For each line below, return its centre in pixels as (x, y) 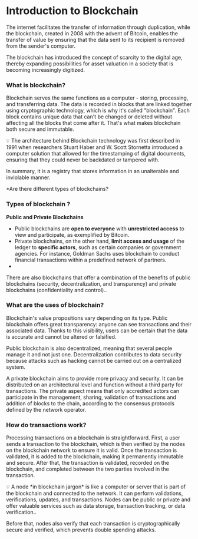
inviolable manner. (28, 177)
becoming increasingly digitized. (46, 70)
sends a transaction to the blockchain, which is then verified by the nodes (96, 444)
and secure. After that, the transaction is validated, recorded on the (88, 463)
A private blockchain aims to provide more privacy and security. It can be (95, 378)
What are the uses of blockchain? (55, 305)
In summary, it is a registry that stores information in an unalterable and (93, 171)
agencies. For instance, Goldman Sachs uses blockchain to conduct (97, 253)
